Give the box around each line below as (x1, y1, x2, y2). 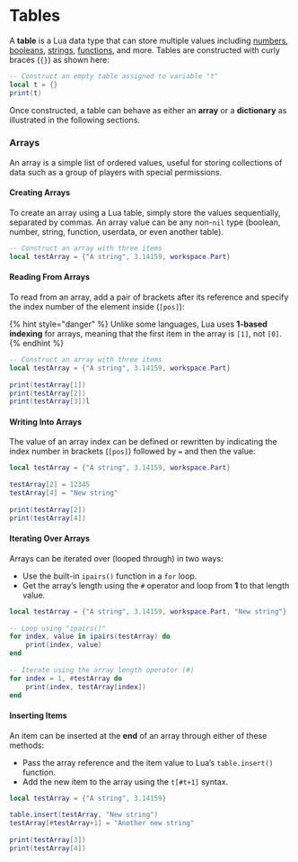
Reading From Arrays (9, 272, 91, 283)
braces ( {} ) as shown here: (9, 54, 110, 65)
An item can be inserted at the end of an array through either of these (9, 730, 267, 741)
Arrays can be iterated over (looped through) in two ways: (9, 552, 223, 563)
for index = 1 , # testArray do (9, 674, 123, 683)
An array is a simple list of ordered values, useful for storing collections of (9, 157, 283, 167)
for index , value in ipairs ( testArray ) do (9, 632, 171, 642)
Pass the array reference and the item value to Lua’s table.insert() (22, 757, 274, 768)
